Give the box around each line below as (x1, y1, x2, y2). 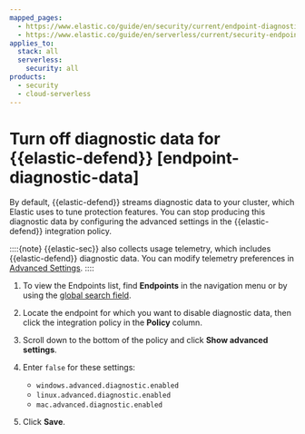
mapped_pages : (9, 13, 64, 23)
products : (9, 73, 47, 82)
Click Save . (22, 417, 66, 428)
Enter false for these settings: (22, 362, 136, 373)
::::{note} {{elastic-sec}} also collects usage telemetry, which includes (9, 243, 271, 254)
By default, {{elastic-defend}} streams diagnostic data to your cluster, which (9, 197, 295, 208)
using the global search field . (22, 290, 132, 301)
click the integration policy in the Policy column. (22, 317, 202, 328)
